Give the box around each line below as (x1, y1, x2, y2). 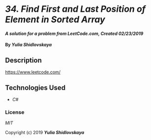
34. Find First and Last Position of (5, 3, 146, 15)
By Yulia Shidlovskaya (5, 42, 52, 48)
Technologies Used (5, 83, 65, 92)
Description (5, 56, 42, 65)
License (5, 108, 25, 115)
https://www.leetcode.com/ (5, 69, 60, 75)
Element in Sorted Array (5, 14, 105, 25)
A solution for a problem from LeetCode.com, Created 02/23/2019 (5, 31, 144, 36)
